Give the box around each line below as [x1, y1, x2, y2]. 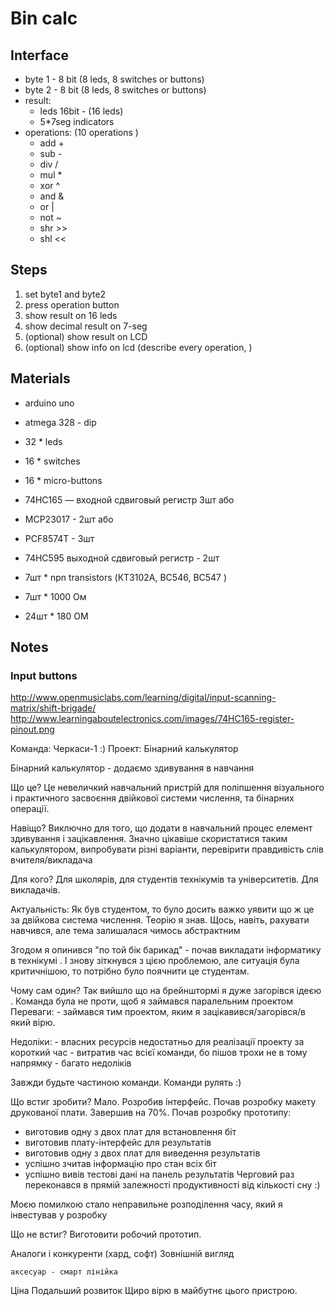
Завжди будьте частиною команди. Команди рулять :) [10, 1077, 242, 1089]
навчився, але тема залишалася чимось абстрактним [10, 925, 241, 937]
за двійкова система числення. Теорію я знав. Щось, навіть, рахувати [10, 914, 310, 926]
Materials [10, 370, 71, 387]
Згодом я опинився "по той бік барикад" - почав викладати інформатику [10, 944, 322, 956]
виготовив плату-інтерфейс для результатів [24, 1137, 212, 1149]
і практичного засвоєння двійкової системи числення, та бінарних [10, 792, 295, 804]
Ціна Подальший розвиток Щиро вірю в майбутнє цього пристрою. [10, 1285, 298, 1297]
